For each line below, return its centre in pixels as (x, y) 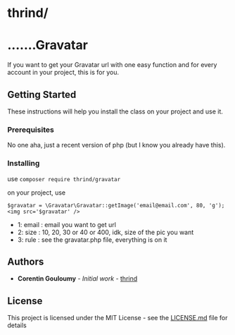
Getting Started (42, 94)
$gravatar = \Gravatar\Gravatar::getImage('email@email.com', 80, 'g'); (116, 205)
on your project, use (37, 193)
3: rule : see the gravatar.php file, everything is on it (92, 239)
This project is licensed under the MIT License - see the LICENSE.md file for (118, 318)
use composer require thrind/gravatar (64, 178)
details (17, 325)
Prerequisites (31, 130)
